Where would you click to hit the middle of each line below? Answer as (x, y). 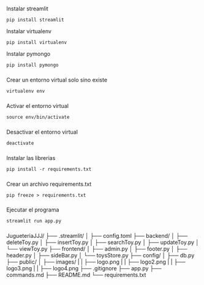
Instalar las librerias (31, 158)
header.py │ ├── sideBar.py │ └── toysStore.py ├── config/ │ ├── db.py (100, 256)
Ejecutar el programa (33, 210)
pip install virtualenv (37, 42)
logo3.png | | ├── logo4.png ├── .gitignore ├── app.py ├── (84, 268)
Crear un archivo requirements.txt (49, 184)
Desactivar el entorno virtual (42, 132)
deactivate (20, 143)
